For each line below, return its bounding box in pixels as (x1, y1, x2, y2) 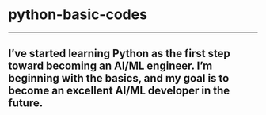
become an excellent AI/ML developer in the (8, 84, 230, 98)
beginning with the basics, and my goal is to (8, 71, 230, 85)
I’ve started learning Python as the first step (8, 47, 231, 60)
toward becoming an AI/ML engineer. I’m (8, 59, 213, 73)
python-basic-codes (8, 6, 148, 24)
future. (8, 97, 44, 110)
